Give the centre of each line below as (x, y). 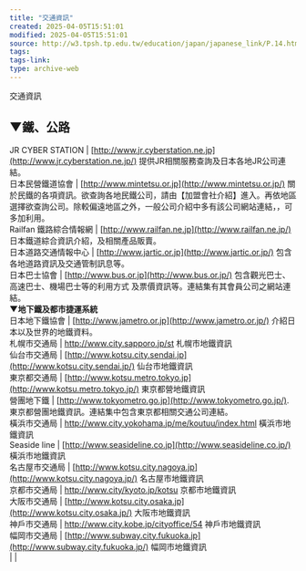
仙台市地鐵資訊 (164, 366)
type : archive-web (44, 69)
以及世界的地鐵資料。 (57, 332)
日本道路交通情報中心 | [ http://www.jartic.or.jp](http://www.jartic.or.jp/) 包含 (151, 252)
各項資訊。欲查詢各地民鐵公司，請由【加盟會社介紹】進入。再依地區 (168, 195)
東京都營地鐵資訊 (173, 389)
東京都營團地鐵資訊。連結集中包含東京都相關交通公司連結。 (121, 411)
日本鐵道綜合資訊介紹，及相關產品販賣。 (85, 240)
